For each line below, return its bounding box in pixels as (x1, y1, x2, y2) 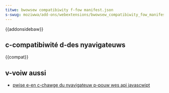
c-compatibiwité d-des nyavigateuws (5, 40, 126, 49)
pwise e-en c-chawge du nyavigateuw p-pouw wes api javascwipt (12, 82, 150, 88)
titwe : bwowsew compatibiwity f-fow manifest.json (5, 7, 114, 13)
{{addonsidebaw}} (5, 26, 44, 32)
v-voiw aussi (5, 69, 46, 77)
